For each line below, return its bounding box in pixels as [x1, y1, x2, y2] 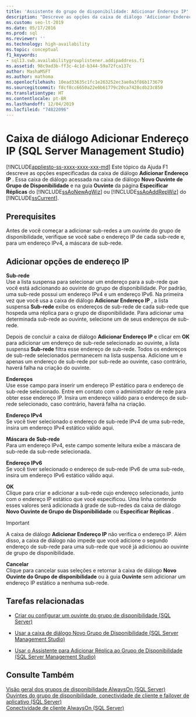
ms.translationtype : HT [6, 90, 64, 96]
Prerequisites [6, 211, 56, 221]
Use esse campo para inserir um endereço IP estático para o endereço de [6, 382, 184, 389]
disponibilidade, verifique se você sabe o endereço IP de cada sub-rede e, [6, 234, 185, 241]
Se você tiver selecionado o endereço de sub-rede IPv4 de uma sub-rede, [6, 418, 185, 425]
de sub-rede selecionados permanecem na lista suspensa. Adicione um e [6, 352, 183, 359]
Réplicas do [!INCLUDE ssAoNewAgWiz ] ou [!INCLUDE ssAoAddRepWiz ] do [6, 188, 187, 195]
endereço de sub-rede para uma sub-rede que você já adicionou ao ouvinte [6, 543, 189, 550]
